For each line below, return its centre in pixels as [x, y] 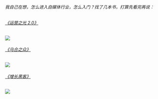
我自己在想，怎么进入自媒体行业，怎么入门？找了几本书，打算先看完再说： [79, 7]
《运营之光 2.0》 [22, 23]
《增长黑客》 [18, 76]
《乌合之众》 [18, 49]
